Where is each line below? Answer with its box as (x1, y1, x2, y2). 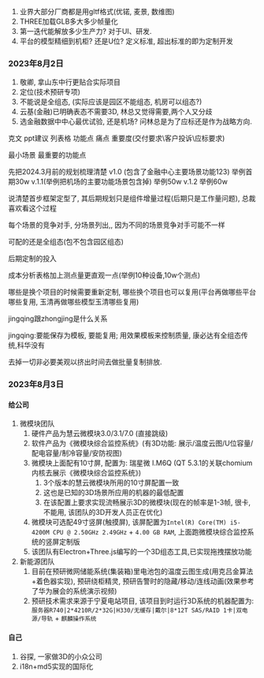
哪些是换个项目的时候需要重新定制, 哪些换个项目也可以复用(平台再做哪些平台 (8, 287, 257, 297)
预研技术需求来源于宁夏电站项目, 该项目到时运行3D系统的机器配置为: (31, 596, 255, 605)
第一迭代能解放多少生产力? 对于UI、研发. (19, 27, 152, 35)
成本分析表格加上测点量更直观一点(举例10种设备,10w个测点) (8, 270, 201, 280)
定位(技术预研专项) (19, 88, 81, 97)
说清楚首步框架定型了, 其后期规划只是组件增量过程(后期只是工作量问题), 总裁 (8, 194, 256, 203)
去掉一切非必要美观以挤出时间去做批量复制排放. (8, 357, 163, 367)
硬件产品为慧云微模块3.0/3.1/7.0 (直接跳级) (31, 429, 169, 438)
